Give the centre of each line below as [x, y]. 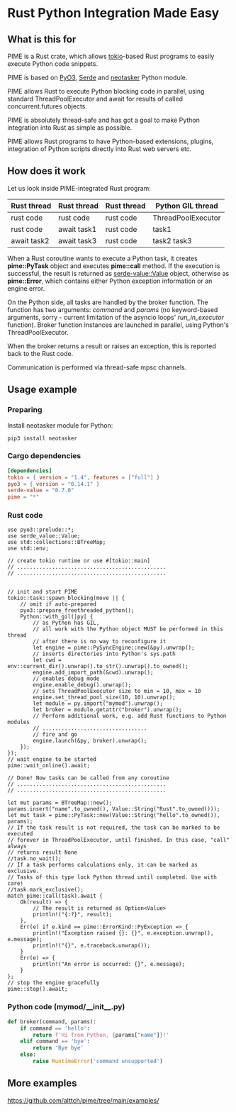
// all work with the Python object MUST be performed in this [128, 629]
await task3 [77, 240]
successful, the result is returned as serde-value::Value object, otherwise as [118, 273]
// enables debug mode [66, 679]
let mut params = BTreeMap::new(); [60, 803]
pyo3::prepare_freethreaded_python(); [77, 611]
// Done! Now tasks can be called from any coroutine [89, 778]
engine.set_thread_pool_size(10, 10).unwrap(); [104, 697]
